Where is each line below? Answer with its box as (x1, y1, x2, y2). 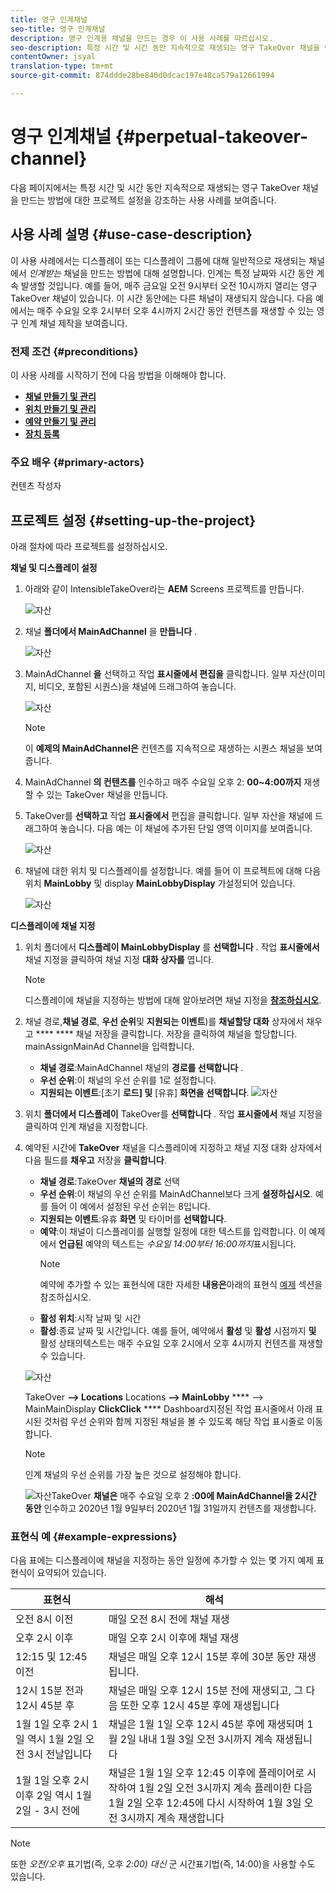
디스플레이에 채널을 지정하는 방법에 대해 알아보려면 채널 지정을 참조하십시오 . (24, 994, 322, 1006)
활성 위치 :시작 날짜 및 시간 (39, 1312, 142, 1325)
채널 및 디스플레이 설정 (10, 562, 98, 574)
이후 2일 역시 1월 (15, 1789, 92, 1803)
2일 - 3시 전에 (15, 1804, 80, 1818)
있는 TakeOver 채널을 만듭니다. (46, 789, 169, 801)
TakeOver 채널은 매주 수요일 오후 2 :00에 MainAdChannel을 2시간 (51, 1490, 317, 1502)
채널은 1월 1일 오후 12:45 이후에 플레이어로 (108, 1766, 305, 1780)
